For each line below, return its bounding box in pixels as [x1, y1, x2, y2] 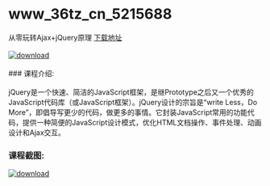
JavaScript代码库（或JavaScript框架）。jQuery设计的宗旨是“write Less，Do [8, 97, 258, 107]
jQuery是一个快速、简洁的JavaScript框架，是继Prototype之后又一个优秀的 [8, 87, 254, 97]
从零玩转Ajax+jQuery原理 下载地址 [8, 32, 123, 42]
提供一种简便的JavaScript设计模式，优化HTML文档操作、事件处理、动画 [22, 117, 262, 127]
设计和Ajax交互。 [8, 127, 66, 137]
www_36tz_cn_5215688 [8, 5, 172, 23]
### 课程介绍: [8, 68, 55, 78]
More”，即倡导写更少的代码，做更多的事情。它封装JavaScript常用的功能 [8, 107, 248, 117]
